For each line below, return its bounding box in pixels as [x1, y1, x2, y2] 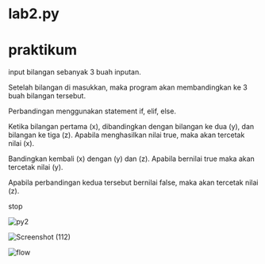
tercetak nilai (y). [8, 163, 63, 172]
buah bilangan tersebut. [8, 91, 86, 101]
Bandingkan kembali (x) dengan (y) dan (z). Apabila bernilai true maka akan [8, 154, 255, 163]
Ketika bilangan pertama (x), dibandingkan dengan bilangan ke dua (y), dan [8, 122, 255, 132]
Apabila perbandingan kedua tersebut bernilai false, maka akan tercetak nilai [8, 178, 259, 187]
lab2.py [8, 5, 60, 23]
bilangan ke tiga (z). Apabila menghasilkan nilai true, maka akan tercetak [8, 130, 245, 140]
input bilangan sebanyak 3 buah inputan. [8, 67, 141, 77]
